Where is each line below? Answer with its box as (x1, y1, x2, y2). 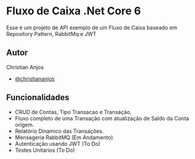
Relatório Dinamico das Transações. (14, 127, 104, 134)
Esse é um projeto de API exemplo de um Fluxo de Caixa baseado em (6, 24, 178, 31)
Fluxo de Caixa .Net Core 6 (6, 4, 141, 18)
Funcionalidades (6, 93, 70, 103)
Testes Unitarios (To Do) (14, 146, 75, 154)
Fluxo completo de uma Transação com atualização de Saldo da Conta (14, 115, 190, 122)
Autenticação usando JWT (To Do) (14, 140, 100, 147)
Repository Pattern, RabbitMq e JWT (6, 30, 97, 37)
